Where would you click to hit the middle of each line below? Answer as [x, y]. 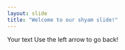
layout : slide [27, 13]
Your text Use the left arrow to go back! [63, 39]
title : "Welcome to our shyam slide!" [62, 20]
